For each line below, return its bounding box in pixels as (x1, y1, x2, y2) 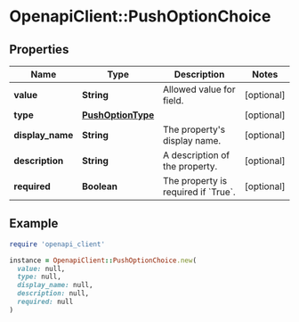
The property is (163, 175, 228, 186)
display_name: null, (17, 281, 93, 290)
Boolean (81, 180, 118, 193)
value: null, (17, 264, 66, 273)
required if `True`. (163, 186, 236, 198)
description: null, (17, 289, 90, 298)
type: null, (17, 272, 62, 282)
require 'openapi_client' (9, 239, 105, 249)
